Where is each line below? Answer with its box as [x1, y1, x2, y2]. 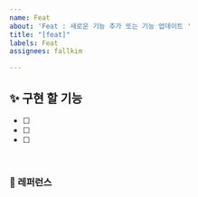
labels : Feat [9, 38, 59, 48]
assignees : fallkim [9, 47, 83, 56]
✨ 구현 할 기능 [9, 90, 83, 106]
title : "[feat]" [9, 30, 71, 39]
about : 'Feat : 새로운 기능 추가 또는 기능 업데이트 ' [9, 22, 192, 31]
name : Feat [9, 13, 51, 23]
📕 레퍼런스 [9, 175, 52, 188]
